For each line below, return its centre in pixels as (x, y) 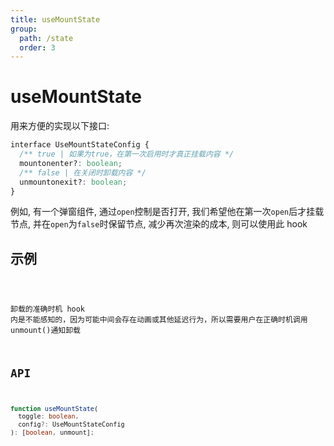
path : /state (46, 38)
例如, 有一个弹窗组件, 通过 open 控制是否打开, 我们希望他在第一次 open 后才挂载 (167, 212)
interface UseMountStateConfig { (80, 145)
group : (24, 29)
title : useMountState (55, 19)
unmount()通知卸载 (45, 331)
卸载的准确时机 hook (48, 309)
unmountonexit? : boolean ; (73, 182)
